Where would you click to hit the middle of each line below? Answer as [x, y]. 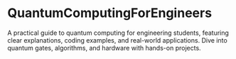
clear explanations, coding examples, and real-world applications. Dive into [117, 40]
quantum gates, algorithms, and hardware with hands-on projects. [104, 48]
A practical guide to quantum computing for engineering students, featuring [118, 33]
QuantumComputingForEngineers [109, 13]
